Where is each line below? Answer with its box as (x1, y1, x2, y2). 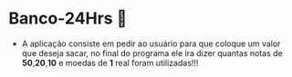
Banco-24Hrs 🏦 (8, 8, 128, 29)
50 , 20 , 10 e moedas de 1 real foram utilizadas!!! (21, 57, 199, 68)
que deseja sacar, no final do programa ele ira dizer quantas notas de (21, 47, 284, 58)
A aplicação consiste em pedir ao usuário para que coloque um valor (21, 38, 281, 49)
